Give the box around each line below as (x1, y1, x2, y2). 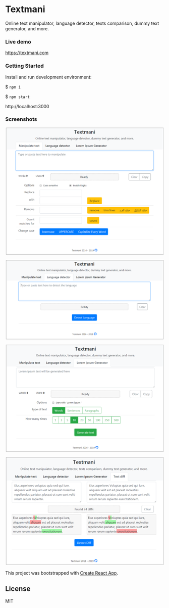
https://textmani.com (5, 50, 49, 56)
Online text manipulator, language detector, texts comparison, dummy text (5, 20, 159, 26)
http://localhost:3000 (5, 103, 49, 109)
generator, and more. (5, 25, 49, 31)
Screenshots (5, 116, 37, 123)
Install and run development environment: (5, 74, 92, 80)
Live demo (5, 38, 31, 45)
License (5, 585, 31, 593)
